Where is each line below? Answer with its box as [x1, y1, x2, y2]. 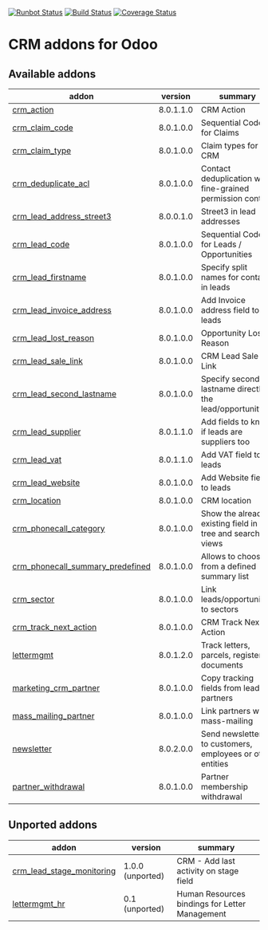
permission [200, 193, 243, 203]
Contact [200, 164, 231, 174]
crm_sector [12, 594, 55, 605]
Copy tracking [200, 672, 254, 684]
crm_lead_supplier [12, 427, 81, 437]
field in [232, 518, 258, 529]
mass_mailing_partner [12, 711, 95, 721]
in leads [200, 282, 231, 293]
